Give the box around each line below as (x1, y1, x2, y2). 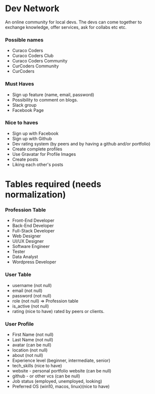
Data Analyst (12, 254, 38, 260)
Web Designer (12, 233, 41, 239)
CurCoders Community (12, 63, 59, 69)
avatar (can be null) (12, 342, 52, 348)
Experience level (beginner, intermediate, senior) (12, 357, 111, 363)
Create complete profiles (12, 146, 63, 152)
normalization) (5, 189, 66, 200)
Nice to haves (5, 119, 38, 126)
